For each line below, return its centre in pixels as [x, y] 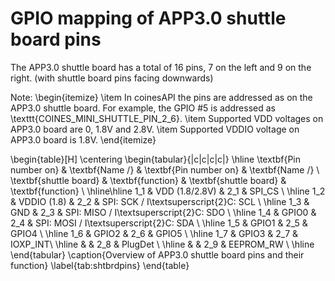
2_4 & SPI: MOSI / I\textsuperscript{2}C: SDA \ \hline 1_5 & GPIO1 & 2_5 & [159, 223]
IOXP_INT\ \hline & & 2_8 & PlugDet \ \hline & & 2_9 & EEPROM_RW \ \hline [162, 244]
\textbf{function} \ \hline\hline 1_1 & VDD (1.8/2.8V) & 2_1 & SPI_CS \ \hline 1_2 [168, 191]
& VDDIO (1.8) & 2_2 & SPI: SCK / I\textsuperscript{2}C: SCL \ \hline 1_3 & [160, 201]
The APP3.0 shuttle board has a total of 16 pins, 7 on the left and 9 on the [161, 67]
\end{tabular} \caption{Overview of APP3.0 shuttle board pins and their [157, 254]
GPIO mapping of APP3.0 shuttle [148, 18]
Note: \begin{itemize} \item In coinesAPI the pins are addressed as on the [161, 97]
